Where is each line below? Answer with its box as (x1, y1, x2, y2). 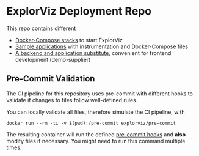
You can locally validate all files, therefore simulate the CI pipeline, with (6, 108, 185, 116)
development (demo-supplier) (15, 56, 91, 63)
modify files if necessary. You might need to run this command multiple (6, 137, 186, 144)
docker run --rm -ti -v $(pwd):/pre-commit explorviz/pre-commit (6, 120, 176, 126)
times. (6, 144, 22, 151)
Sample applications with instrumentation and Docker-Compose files (15, 43, 189, 50)
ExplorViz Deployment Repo (6, 4, 151, 18)
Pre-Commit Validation (6, 73, 95, 84)
